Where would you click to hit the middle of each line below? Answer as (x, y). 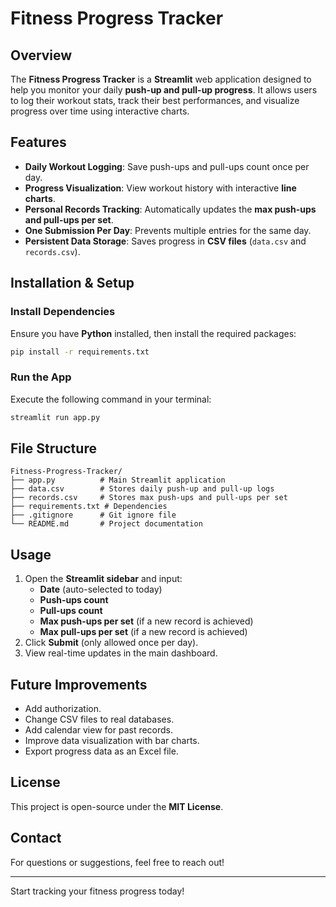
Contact (36, 838)
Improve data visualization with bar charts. (112, 740)
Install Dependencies (63, 312)
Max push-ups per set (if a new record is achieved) (146, 621)
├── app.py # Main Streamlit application (118, 480)
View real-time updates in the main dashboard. (121, 653)
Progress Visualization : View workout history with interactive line (160, 188)
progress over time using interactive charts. (100, 111)
